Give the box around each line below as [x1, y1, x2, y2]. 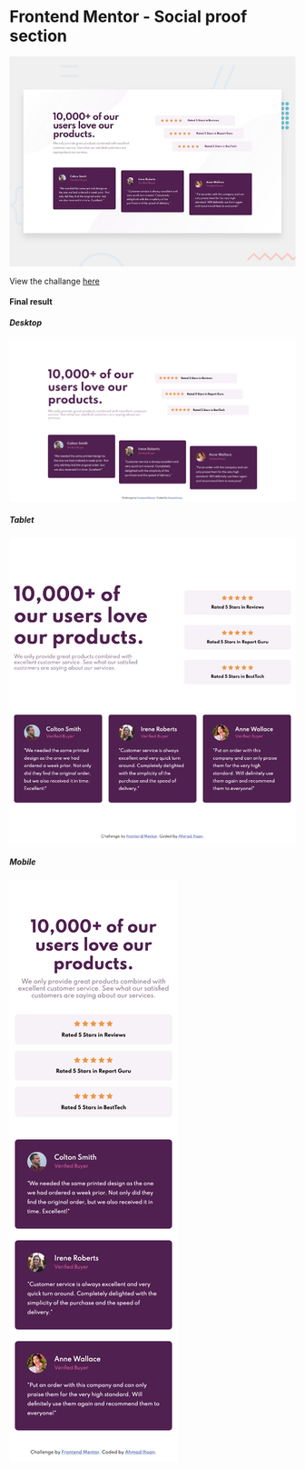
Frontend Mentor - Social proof [9, 6, 248, 27]
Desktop [9, 316, 43, 328]
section [9, 25, 68, 46]
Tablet [9, 514, 34, 525]
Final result [9, 296, 53, 307]
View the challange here [9, 275, 100, 286]
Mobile [9, 856, 36, 867]
